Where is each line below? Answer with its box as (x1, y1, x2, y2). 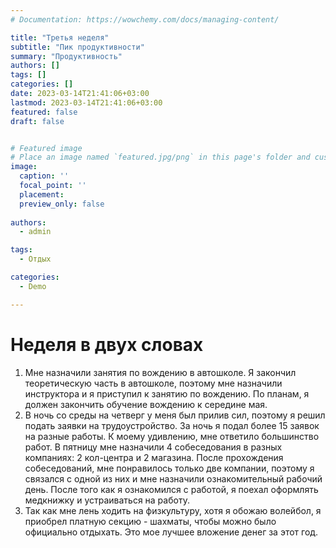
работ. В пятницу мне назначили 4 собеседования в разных (24, 441, 283, 453)
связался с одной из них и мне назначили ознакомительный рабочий (24, 472, 323, 485)
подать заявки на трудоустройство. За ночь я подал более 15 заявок (24, 419, 320, 431)
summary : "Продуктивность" (10, 51, 123, 61)
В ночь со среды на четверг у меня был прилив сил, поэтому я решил (24, 409, 326, 421)
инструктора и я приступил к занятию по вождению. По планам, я (24, 387, 310, 400)
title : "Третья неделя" (10, 32, 110, 43)
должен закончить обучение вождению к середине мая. (24, 398, 268, 410)
